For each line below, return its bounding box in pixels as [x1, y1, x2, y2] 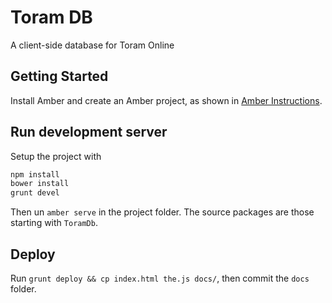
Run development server [10, 124, 168, 141]
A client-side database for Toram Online [10, 39, 175, 51]
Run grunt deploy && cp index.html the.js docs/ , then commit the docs [10, 272, 310, 284]
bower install [10, 179, 70, 189]
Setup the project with [10, 150, 102, 162]
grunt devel [10, 188, 60, 198]
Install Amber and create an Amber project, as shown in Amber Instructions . [10, 94, 323, 106]
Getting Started [10, 68, 109, 85]
